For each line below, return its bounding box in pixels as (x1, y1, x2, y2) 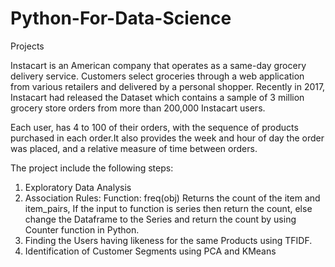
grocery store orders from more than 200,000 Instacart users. (10, 102, 266, 114)
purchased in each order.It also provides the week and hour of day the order (10, 132, 325, 144)
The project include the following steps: (10, 162, 174, 174)
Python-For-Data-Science (10, 7, 232, 30)
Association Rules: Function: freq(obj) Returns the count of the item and (24, 192, 321, 204)
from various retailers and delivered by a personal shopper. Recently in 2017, (10, 80, 326, 92)
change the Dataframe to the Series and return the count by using (24, 213, 297, 225)
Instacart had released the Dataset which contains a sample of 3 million (10, 91, 305, 103)
